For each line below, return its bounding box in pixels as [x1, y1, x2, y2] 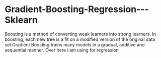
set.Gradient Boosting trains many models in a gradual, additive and [5, 41, 145, 47]
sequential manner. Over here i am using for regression [5, 47, 119, 53]
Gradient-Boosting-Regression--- [5, 4, 149, 15]
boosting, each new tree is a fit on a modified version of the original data [5, 36, 155, 42]
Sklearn [5, 14, 38, 26]
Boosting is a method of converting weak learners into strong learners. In [5, 31, 156, 37]
